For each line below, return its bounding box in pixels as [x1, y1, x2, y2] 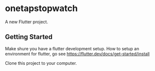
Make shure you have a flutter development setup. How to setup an [5, 45, 139, 51]
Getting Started [5, 33, 53, 41]
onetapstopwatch [5, 3, 78, 14]
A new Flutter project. [5, 19, 48, 25]
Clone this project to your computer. [5, 60, 77, 66]
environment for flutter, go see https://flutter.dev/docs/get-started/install [5, 51, 150, 57]
